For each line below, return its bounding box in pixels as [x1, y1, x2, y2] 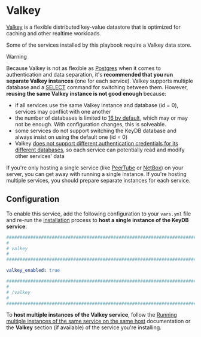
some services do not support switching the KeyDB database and [14, 127, 176, 134]
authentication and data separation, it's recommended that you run [6, 71, 173, 78]
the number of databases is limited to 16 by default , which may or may [14, 114, 188, 122]
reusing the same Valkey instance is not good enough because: [6, 90, 166, 97]
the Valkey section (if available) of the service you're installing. [6, 324, 162, 331]
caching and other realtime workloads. [6, 29, 102, 37]
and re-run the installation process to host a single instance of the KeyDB [6, 216, 189, 223]
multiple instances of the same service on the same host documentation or [6, 318, 191, 325]
